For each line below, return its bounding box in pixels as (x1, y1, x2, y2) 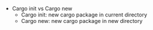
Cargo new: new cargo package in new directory (21, 18, 143, 24)
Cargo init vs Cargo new (11, 5, 73, 12)
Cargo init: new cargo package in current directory (21, 11, 148, 18)
